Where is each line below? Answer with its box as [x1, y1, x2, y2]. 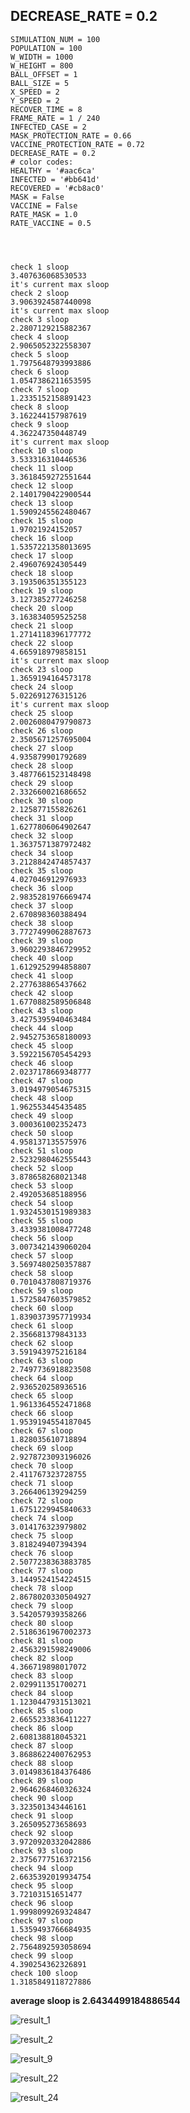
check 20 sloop [10, 603, 74, 613]
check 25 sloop [10, 708, 74, 718]
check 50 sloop [10, 1128, 74, 1138]
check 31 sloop [10, 813, 74, 823]
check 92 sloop [10, 1828, 74, 1838]
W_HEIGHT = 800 [10, 60, 74, 71]
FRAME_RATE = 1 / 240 [10, 113, 101, 123]
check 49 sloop [10, 1110, 74, 1121]
